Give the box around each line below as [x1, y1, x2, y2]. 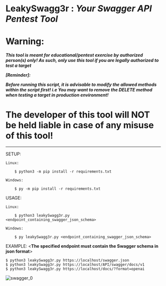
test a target [5, 62, 32, 69]
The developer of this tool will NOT [5, 109, 150, 120]
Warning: [5, 36, 44, 47]
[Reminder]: [5, 72, 31, 78]
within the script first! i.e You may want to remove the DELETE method [5, 87, 152, 93]
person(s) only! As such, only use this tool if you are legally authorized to [5, 57, 159, 63]
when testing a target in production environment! [5, 92, 109, 98]
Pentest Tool [5, 13, 58, 25]
